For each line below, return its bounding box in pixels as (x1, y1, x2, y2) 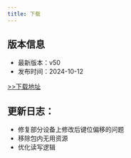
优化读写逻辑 (17, 143, 56, 152)
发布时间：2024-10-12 (17, 67, 84, 76)
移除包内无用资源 (17, 134, 68, 142)
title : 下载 (7, 10, 41, 18)
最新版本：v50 (17, 58, 61, 67)
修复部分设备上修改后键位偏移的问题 (17, 125, 125, 134)
